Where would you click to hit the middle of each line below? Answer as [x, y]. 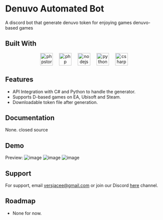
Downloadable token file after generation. [55, 102]
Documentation [30, 118]
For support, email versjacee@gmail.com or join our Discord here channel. [82, 185]
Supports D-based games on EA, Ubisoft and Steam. [66, 97]
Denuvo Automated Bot [55, 9]
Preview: [14, 157]
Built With [21, 44]
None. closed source [27, 130]
